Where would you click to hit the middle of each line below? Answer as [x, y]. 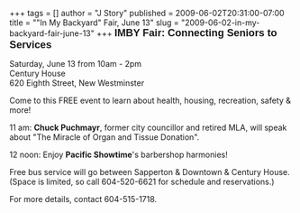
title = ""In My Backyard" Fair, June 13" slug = [95, 23]
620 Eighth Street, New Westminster [77, 83]
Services [31, 45]
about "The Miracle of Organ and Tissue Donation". [105, 137]
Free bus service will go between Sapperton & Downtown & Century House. [150, 172]
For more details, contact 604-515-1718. [83, 199]
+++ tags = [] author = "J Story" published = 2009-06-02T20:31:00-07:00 [147, 13]
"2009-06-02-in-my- [220, 23]
